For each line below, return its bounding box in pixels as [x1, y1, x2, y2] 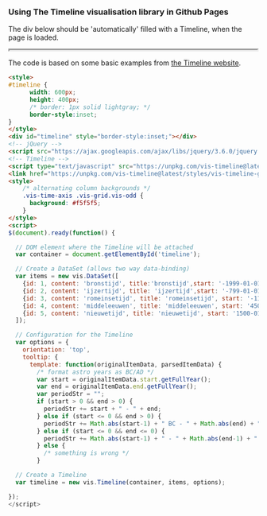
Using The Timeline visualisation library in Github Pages [8, 6, 229, 17]
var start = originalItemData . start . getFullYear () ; [37, 375, 212, 383]
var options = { [15, 339, 69, 347]
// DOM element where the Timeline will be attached [15, 243, 194, 251]
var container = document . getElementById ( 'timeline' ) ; [15, 250, 201, 258]
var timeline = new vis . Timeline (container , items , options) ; [15, 478, 226, 487]
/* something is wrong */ [43, 449, 130, 457]
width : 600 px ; [29, 88, 77, 97]
